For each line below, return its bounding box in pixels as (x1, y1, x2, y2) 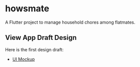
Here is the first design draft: (5, 46, 64, 52)
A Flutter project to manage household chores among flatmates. (5, 19, 136, 25)
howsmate (5, 3, 49, 14)
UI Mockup (12, 56, 35, 62)
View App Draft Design (5, 33, 77, 42)
